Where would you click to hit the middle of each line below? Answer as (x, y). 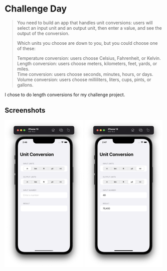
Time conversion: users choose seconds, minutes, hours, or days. (85, 74)
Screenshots (25, 110)
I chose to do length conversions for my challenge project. (65, 95)
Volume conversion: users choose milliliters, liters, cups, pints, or (84, 79)
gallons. (25, 85)
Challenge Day (36, 9)
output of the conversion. (43, 33)
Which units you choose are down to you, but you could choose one (87, 43)
